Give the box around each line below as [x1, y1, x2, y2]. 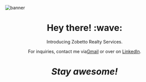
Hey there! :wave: [47, 22, 122, 33]
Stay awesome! [51, 66, 118, 77]
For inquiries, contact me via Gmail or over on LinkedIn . [28, 48, 141, 54]
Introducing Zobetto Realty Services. [46, 38, 123, 44]
